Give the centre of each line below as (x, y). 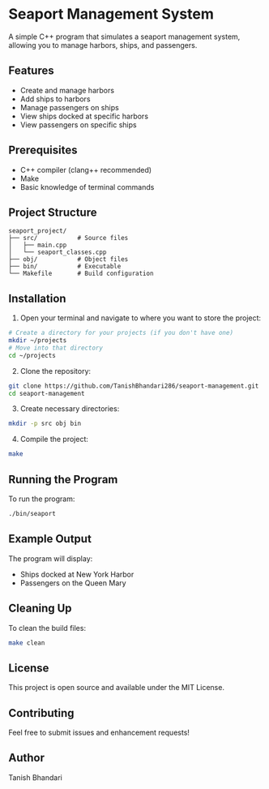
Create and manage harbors (67, 90)
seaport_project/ (38, 231)
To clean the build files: (47, 628)
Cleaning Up (40, 609)
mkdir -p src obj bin (45, 424)
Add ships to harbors (55, 99)
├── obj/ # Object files (68, 259)
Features (31, 71)
